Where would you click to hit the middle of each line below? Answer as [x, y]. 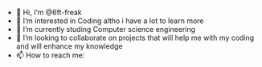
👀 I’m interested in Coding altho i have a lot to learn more [110, 21]
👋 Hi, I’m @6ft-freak [49, 12]
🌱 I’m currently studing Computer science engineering [105, 29]
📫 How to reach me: [50, 55]
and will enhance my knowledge [69, 46]
